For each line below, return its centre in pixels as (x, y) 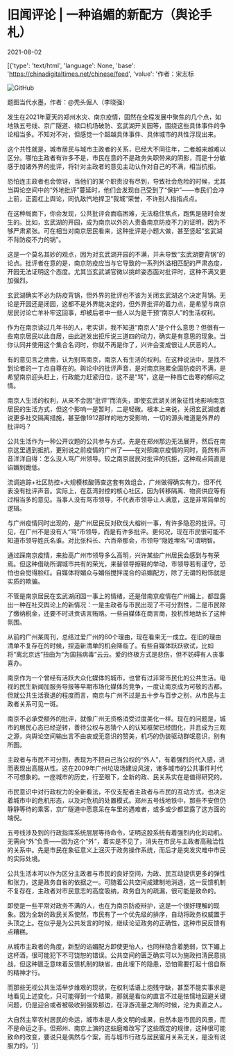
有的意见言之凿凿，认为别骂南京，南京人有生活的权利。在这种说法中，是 (110, 359)
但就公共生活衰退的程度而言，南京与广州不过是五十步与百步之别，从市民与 (113, 695)
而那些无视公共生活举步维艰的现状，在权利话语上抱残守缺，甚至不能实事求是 (116, 987)
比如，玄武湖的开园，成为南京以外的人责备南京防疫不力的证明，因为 (122, 222)
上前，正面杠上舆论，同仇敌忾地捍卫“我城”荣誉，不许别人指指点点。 (104, 198)
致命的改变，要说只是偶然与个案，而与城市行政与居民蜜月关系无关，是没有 (113, 1037)
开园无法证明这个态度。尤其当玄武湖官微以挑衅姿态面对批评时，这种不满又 (113, 271)
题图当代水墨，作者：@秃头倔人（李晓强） (68, 102)
